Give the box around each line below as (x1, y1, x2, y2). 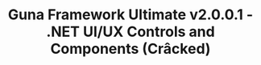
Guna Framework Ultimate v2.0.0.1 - (7, 6, 254, 24)
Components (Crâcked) (50, 40, 211, 58)
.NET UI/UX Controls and (46, 22, 215, 41)
